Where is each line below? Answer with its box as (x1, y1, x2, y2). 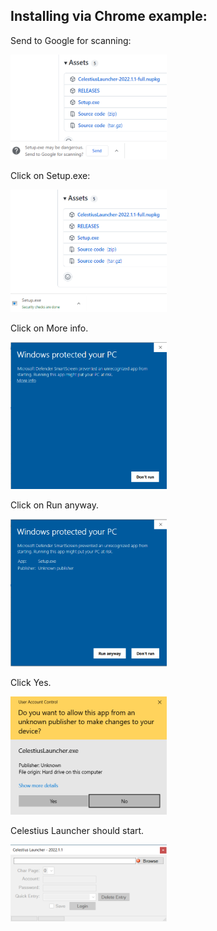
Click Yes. (10, 677, 52, 689)
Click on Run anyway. (10, 499, 99, 511)
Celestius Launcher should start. (10, 824, 145, 836)
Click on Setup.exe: (10, 169, 91, 181)
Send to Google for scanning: (10, 34, 132, 46)
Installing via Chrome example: (10, 8, 208, 25)
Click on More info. (10, 322, 89, 334)
